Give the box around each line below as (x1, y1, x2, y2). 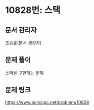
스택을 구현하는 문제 (5, 70, 44, 76)
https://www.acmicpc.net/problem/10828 (5, 99, 89, 105)
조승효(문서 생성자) (5, 40, 42, 46)
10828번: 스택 (5, 4, 61, 16)
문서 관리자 (5, 26, 37, 34)
